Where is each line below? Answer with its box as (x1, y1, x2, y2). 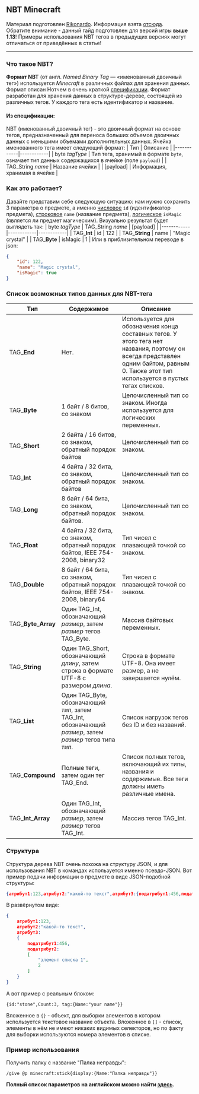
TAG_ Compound (9, 771, 56, 779)
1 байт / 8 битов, (61, 402, 110, 411)
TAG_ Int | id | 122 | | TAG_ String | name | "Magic (73, 229, 191, 236)
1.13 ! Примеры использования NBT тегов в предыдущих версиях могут (6, 33, 187, 40)
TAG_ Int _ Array (9, 814, 50, 823)
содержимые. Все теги (121, 775, 188, 783)
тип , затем (61, 706, 92, 714)
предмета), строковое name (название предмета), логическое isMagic (6, 210, 182, 217)
